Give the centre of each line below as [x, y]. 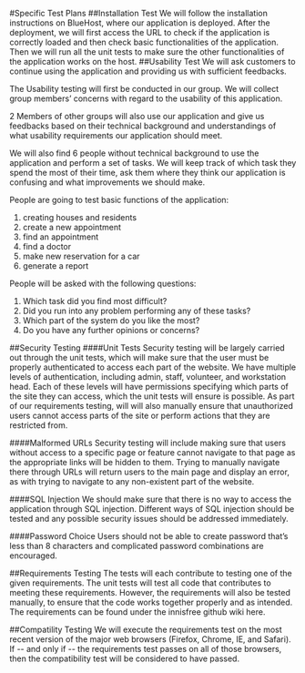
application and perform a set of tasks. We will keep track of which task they [153, 163]
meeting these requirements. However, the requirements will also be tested [150, 592]
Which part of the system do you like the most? [111, 321]
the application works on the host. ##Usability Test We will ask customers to [152, 61]
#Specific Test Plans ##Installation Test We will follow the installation [139, 13]
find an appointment [61, 237]
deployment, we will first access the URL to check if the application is [140, 32]
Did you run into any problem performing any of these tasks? [137, 311]
